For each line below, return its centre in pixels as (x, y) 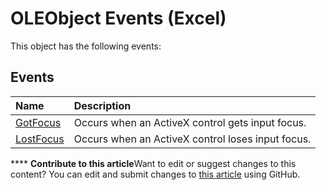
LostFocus (40, 139)
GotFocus (38, 122)
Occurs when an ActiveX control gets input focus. (190, 122)
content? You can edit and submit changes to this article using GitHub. (155, 174)
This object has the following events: (86, 46)
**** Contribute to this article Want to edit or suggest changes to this (153, 163)
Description (102, 105)
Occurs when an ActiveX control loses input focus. (192, 139)
